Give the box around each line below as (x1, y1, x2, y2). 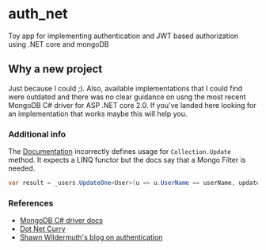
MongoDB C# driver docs (19, 216, 104, 225)
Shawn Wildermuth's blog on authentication (19, 233, 163, 242)
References (8, 198, 54, 209)
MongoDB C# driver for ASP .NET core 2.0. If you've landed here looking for (8, 100, 256, 110)
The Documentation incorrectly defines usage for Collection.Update (8, 147, 231, 156)
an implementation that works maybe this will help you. (8, 109, 188, 118)
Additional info (8, 129, 66, 140)
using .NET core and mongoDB (8, 39, 109, 48)
